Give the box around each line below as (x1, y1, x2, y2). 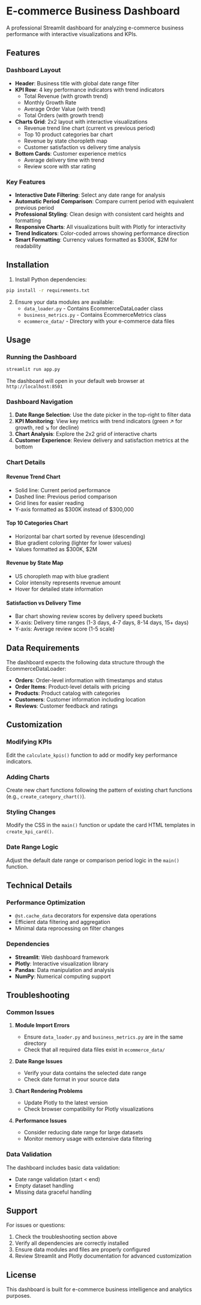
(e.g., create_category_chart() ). (6, 793, 86, 800)
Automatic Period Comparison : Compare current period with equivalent (14, 197, 194, 205)
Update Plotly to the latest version (23, 1099, 108, 1107)
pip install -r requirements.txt (6, 287, 90, 293)
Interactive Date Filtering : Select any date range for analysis (14, 191, 166, 198)
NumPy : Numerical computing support (14, 973, 111, 980)
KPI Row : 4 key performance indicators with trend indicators (14, 86, 165, 93)
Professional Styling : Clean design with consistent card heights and (14, 210, 184, 218)
